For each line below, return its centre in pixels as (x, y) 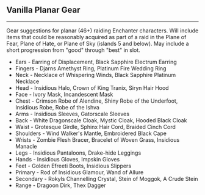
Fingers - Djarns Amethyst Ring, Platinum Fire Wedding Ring (91, 68)
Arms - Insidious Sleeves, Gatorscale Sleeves (72, 114)
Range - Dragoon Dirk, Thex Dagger (60, 185)
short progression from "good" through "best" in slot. (73, 50)
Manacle (26, 146)
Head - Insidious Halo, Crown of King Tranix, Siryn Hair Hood (92, 87)
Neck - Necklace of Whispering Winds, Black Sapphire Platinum (95, 75)
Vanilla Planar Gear (43, 10)
